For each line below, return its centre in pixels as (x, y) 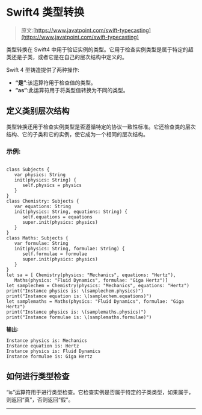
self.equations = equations (57, 217)
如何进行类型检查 (38, 377)
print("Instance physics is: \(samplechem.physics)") (75, 291)
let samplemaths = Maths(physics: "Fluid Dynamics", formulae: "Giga (95, 302)
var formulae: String (41, 244)
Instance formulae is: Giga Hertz (50, 356)
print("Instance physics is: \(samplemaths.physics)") (76, 312)
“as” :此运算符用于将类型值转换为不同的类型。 (72, 90)
